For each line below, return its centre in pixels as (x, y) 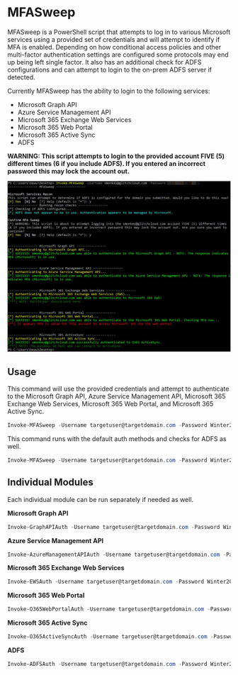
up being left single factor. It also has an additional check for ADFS (104, 62)
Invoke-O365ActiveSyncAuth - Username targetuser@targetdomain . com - (110, 637)
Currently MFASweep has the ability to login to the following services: (109, 91)
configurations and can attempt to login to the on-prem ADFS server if (110, 69)
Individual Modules (51, 482)
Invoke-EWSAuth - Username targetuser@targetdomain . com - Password (106, 582)
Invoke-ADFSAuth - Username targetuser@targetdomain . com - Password (107, 664)
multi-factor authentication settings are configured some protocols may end (118, 55)
